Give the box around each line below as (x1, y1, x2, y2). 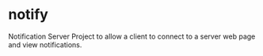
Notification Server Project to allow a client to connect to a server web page (8, 32, 256, 41)
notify (8, 6, 49, 24)
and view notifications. (8, 39, 82, 49)
